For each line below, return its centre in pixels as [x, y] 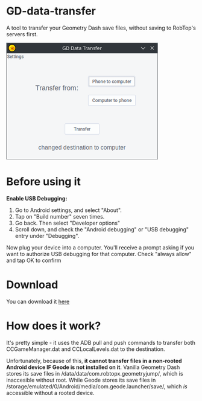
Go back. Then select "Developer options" [68, 223]
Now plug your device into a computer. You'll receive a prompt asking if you [100, 247]
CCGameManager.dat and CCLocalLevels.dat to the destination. [86, 349]
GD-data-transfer [51, 11]
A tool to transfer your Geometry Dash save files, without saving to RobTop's [101, 28]
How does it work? [54, 326]
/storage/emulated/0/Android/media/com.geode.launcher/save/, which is [97, 386]
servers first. [22, 34]
